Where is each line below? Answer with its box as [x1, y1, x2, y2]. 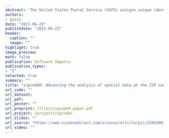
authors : [5, 12, 24, 17]
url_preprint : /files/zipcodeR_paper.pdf [5, 106, 94, 111]
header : [5, 31, 22, 36]
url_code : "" [5, 87, 33, 93]
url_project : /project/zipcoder [5, 111, 73, 116]
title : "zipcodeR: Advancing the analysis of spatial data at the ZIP [5, 82, 156, 87]
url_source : [5, 120, 30, 125]
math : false [5, 54, 30, 60]
